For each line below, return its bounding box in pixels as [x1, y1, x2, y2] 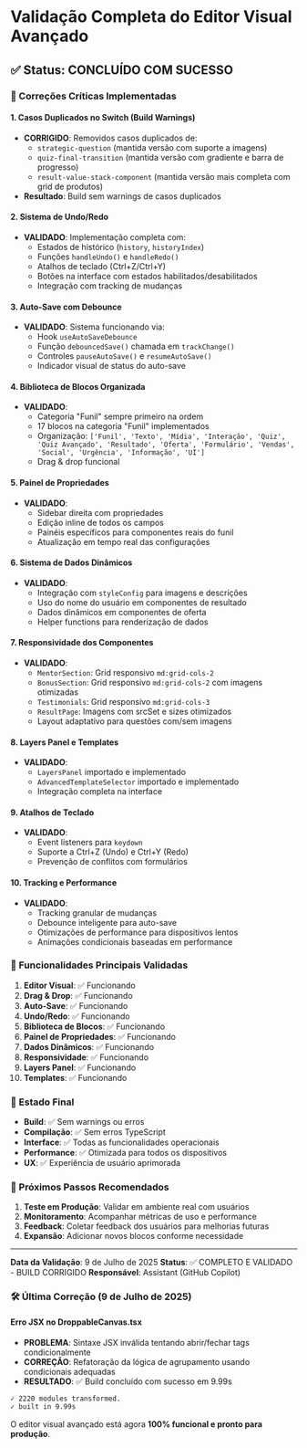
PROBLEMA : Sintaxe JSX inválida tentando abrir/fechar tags [23, 1337, 250, 1348]
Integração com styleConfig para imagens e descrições [36, 587, 249, 598]
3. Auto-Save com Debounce [10, 301, 122, 312]
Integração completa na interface [36, 786, 163, 797]
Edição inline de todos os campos [36, 517, 165, 528]
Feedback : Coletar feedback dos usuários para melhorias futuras [23, 1221, 270, 1232]
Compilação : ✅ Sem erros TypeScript [23, 1127, 167, 1138]
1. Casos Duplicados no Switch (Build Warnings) [10, 112, 196, 123]
